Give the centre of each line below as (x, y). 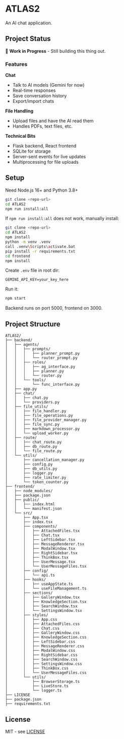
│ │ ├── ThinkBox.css (37, 669)
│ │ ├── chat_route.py (34, 442)
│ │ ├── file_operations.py (39, 416)
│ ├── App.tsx (27, 518)
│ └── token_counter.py (37, 482)
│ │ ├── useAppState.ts (39, 584)
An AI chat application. (29, 23)
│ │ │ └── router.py (34, 376)
